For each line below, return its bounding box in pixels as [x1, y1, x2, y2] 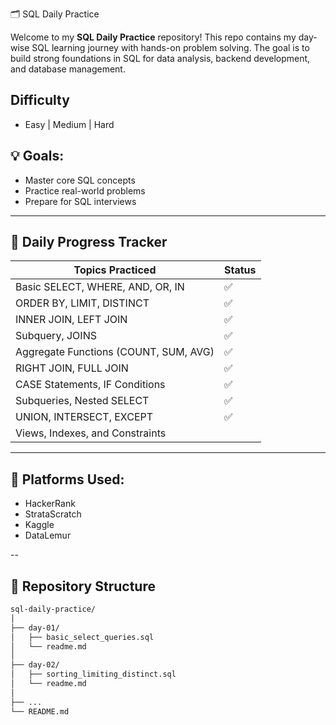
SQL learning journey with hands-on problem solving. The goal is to [31, 42, 310, 53]
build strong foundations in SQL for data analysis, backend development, [10, 53, 311, 64]
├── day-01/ [10, 623, 60, 633]
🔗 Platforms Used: [10, 471, 125, 488]
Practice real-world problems [24, 184, 146, 197]
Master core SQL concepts [24, 174, 136, 186]
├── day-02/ [10, 660, 60, 670]
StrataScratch [24, 508, 82, 520]
